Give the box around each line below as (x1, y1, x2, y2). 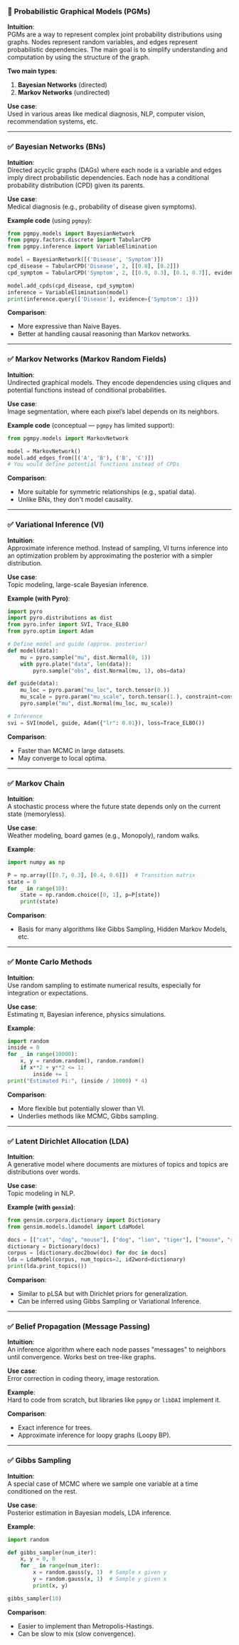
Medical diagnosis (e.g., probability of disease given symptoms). (7, 202, 197, 211)
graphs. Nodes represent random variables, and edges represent (7, 38, 198, 46)
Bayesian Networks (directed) (17, 81, 108, 89)
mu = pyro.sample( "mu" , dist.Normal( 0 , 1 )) (20, 653, 152, 661)
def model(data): (7, 647, 59, 654)
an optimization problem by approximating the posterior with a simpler (7, 551, 213, 560)
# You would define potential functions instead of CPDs (7, 461, 180, 468)
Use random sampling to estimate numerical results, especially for (7, 981, 201, 990)
